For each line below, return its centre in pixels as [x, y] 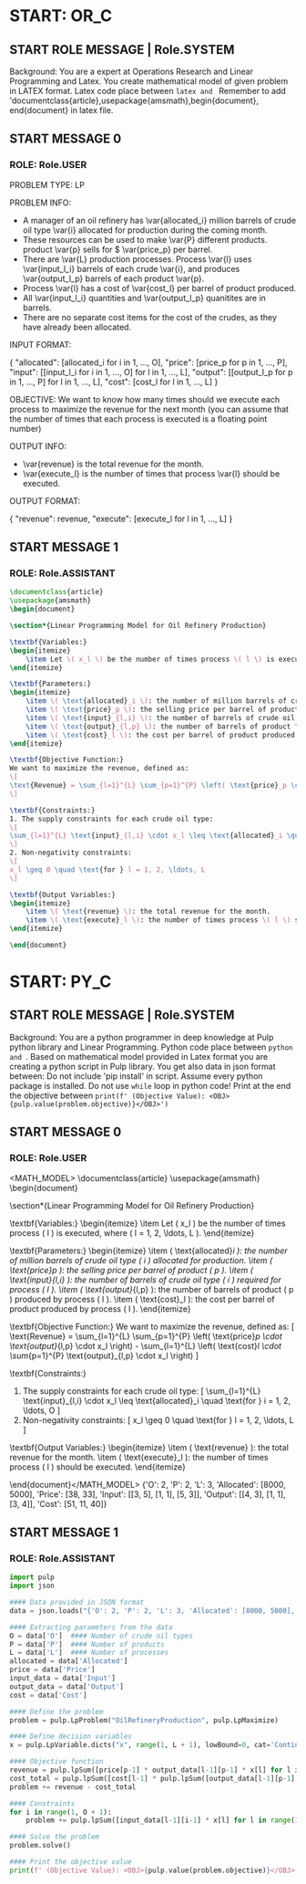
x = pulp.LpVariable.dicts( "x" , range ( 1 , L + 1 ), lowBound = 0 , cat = [140, 1745]
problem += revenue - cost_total [73, 1787]
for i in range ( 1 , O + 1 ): [61, 1812]
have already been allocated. [77, 327]
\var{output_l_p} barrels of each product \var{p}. [113, 278]
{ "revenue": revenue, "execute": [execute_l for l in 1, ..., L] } [121, 518]
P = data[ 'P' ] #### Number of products [87, 1644]
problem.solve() [40, 1846]
